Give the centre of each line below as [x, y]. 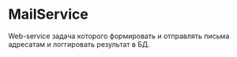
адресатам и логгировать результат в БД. [79, 44]
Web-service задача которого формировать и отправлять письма [119, 36]
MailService [48, 14]
